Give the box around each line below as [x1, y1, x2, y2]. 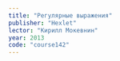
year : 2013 [8, 33, 45, 42]
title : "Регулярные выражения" [8, 11, 113, 20]
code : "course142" [8, 41, 70, 49]
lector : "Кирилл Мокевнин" [8, 26, 98, 34]
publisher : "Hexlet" [8, 19, 78, 27]
